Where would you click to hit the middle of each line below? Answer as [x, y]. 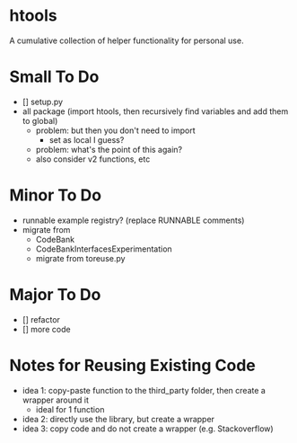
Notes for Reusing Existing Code [132, 365]
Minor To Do [56, 195]
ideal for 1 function [70, 409]
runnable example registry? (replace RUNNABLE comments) [133, 220]
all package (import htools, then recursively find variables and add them [155, 111]
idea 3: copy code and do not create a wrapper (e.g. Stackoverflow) [148, 429]
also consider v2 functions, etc [93, 159]
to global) [40, 120]
